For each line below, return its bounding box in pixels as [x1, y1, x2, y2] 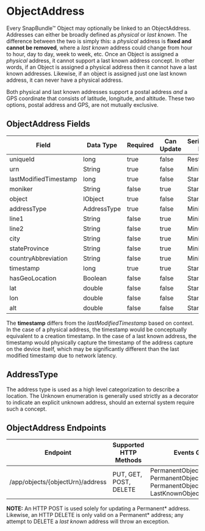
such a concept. [6, 405, 47, 413]
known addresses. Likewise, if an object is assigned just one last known [6, 70, 187, 77]
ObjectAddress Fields [6, 119, 90, 129]
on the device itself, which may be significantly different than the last [6, 345, 179, 352]
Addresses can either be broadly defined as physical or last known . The [6, 31, 188, 38]
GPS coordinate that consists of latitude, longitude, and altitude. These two [6, 95, 195, 102]
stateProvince [9, 244, 49, 253]
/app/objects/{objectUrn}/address [9, 478, 107, 486]
